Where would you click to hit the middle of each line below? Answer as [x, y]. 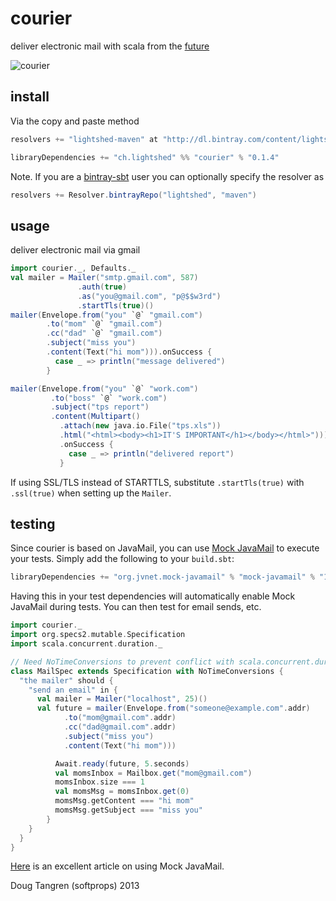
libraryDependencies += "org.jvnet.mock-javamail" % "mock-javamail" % [162, 577]
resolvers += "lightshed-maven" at [84, 139]
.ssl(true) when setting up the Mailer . [91, 493]
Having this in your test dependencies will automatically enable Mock [153, 596]
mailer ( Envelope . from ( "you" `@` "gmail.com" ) [106, 315]
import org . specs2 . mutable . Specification [98, 635]
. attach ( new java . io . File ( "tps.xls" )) [140, 426]
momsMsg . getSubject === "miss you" [128, 810]
